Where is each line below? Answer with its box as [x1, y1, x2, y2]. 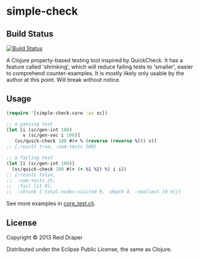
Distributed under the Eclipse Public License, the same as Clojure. [6, 246, 172, 253]
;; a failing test [6, 155, 53, 161]
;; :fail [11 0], [6, 183, 53, 189]
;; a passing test [6, 121, 53, 127]
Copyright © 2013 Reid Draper [6, 234, 83, 241]
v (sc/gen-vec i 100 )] [22, 133, 81, 139]
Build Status [6, 29, 54, 39]
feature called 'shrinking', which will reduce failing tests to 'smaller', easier [6, 63, 194, 70]
